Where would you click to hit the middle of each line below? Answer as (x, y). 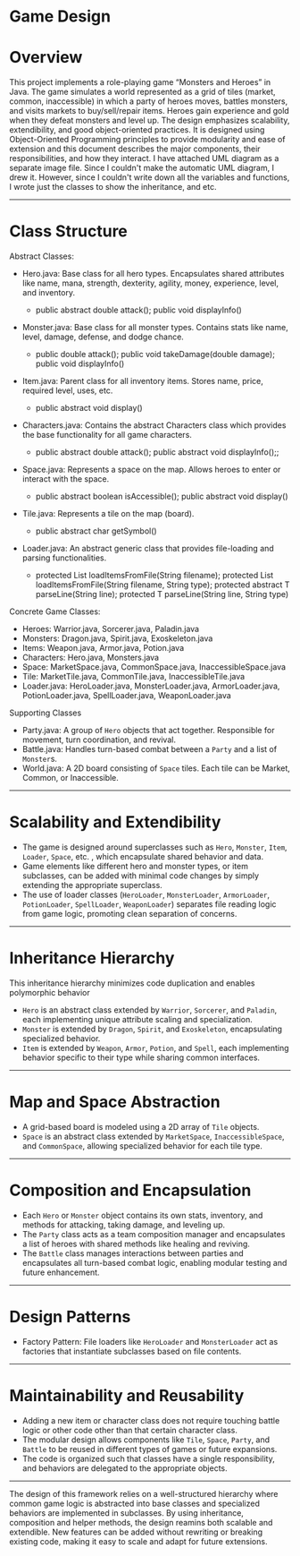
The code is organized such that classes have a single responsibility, (148, 1458)
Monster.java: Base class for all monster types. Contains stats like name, (155, 328)
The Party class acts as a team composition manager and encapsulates (154, 1234)
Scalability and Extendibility (115, 822)
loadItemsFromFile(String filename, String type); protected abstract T (162, 585)
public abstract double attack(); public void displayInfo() (139, 310)
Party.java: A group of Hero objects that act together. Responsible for (148, 731)
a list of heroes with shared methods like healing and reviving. (136, 1244)
